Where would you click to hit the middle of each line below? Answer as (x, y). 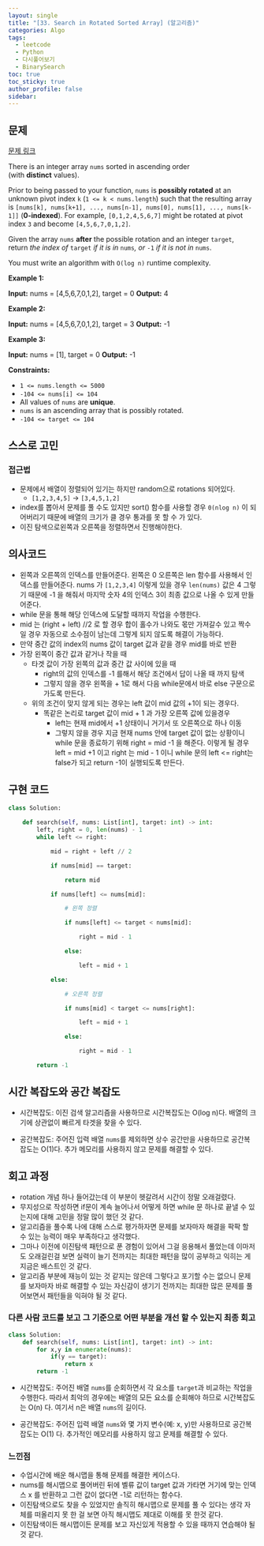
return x (78, 1364)
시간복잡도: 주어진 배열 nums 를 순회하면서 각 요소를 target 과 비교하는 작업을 (136, 1388)
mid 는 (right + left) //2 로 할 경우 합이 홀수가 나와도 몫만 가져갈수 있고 (128, 624)
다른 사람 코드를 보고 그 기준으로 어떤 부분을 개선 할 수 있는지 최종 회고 (132, 1318)
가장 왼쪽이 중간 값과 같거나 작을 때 (73, 653)
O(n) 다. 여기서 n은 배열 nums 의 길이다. (87, 1408)
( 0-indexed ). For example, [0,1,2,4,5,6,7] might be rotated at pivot (132, 216)
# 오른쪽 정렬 (83, 994)
